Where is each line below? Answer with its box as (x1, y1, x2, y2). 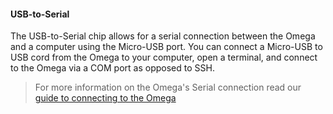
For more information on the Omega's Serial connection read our (34, 81, 302, 94)
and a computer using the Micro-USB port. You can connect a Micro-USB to (10, 41, 323, 53)
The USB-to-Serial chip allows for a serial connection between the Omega (10, 30, 316, 42)
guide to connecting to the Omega (34, 92, 177, 104)
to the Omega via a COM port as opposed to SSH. (10, 62, 215, 74)
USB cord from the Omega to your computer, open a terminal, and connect (10, 51, 318, 64)
